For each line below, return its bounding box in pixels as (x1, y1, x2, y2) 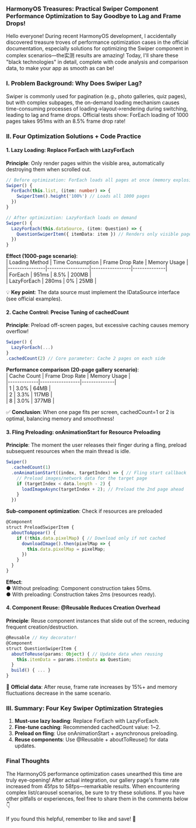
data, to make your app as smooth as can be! (6, 65, 115, 72)
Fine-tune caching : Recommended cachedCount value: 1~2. (14, 724, 161, 731)
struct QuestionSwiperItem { (6, 646, 77, 651)
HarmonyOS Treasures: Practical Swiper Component (6, 5, 159, 13)
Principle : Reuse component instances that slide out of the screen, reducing (6, 617, 190, 625)
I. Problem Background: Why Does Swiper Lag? (6, 80, 142, 88)
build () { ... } (11, 667, 51, 674)
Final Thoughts (6, 757, 50, 765)
